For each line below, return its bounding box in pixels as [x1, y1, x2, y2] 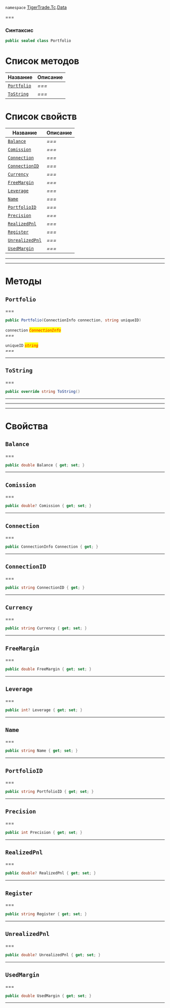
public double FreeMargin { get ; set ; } [5, 667, 92, 672]
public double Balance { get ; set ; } [5, 462, 85, 467]
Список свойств [5, 111, 77, 122]
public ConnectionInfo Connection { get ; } [5, 544, 99, 549]
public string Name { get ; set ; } [5, 748, 78, 753]
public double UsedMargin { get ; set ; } [5, 993, 92, 998]
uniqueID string [5, 343, 39, 348]
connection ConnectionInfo [5, 327, 61, 333]
